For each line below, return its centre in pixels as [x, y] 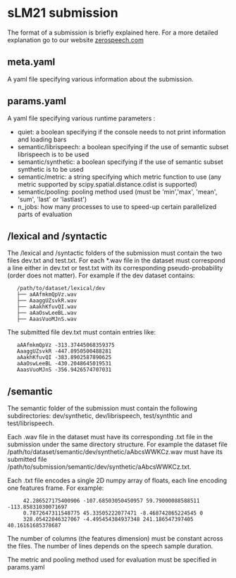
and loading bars [42, 139]
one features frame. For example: [56, 488]
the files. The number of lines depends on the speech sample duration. [110, 546]
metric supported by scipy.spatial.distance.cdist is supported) [107, 184]
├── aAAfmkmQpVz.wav [47, 295]
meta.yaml [31, 62]
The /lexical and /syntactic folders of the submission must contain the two [115, 253]
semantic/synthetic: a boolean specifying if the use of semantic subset [120, 162]
